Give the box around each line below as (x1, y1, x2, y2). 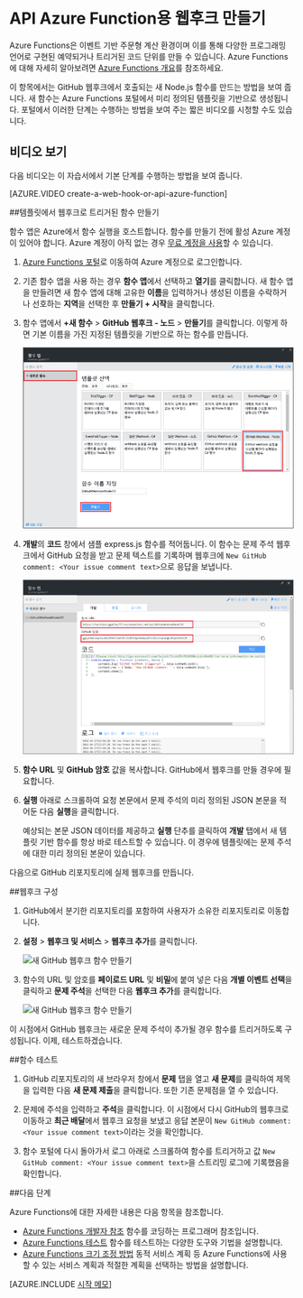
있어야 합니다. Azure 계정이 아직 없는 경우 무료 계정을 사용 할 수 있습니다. (18, 236, 273, 248)
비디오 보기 (9, 144, 68, 160)
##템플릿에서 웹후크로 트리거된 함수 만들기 (9, 207, 160, 218)
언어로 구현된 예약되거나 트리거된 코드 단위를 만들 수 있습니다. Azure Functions (9, 51, 289, 61)
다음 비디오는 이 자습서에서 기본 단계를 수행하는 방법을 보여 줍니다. (9, 170, 243, 181)
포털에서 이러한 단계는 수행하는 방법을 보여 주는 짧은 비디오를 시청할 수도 (21, 104, 277, 115)
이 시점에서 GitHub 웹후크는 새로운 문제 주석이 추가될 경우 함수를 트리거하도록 (9, 1024, 283, 1034)
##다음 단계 (9, 1188, 51, 1199)
